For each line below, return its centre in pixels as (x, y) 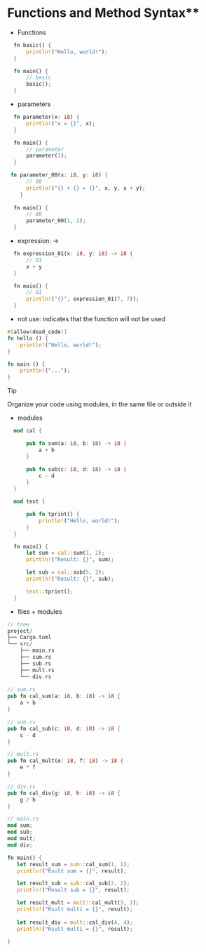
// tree (19, 624)
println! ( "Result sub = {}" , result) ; (73, 890)
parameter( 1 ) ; (47, 156)
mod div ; (20, 845)
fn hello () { (28, 338)
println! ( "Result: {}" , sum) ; (70, 560)
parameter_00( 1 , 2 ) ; (56, 221)
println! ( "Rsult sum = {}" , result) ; (72, 871)
